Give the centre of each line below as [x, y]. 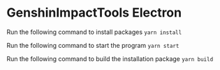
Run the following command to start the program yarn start [93, 45]
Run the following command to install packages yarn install [94, 32]
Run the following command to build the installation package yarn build [110, 59]
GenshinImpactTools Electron [94, 13]
